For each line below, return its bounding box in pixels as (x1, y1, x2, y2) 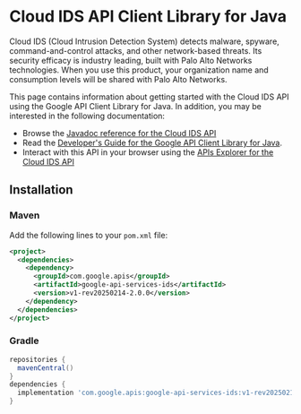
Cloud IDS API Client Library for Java (9, 6, 287, 27)
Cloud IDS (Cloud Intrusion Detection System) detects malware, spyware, (9, 36, 279, 47)
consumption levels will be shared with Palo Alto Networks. (9, 73, 228, 84)
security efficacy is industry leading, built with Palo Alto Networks (9, 55, 253, 65)
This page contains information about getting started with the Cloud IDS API (9, 91, 289, 102)
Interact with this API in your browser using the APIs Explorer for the (21, 146, 274, 158)
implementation (17, 388, 74, 398)
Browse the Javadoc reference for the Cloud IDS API (21, 127, 217, 138)
